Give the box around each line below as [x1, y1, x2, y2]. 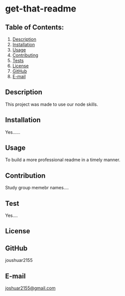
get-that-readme [5, 3, 76, 15]
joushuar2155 [5, 257, 33, 263]
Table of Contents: [5, 23, 64, 32]
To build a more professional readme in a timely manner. [5, 157, 121, 163]
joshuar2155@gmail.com [5, 285, 56, 291]
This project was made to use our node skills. [5, 101, 98, 107]
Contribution [5, 171, 46, 180]
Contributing [12, 52, 38, 58]
